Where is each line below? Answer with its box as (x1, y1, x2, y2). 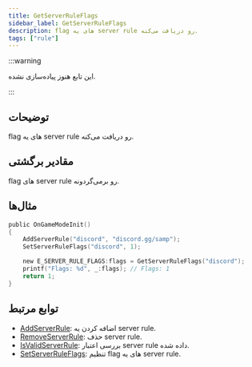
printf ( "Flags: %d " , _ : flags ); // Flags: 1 (22, 265, 170, 273)
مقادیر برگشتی (8, 155, 74, 168)
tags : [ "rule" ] (8, 34, 59, 42)
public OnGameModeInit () (8, 220, 91, 228)
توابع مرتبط (8, 302, 58, 316)
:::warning (8, 56, 42, 66)
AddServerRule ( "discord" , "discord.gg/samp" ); (22, 236, 181, 244)
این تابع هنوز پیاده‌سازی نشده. (8, 71, 96, 81)
